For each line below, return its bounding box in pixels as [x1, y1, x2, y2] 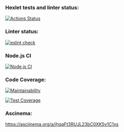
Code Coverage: [5, 76, 46, 83]
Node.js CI [5, 52, 32, 59]
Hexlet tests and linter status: [5, 4, 79, 11]
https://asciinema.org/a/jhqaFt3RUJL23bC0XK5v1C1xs [5, 121, 119, 127]
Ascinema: [5, 110, 33, 117]
